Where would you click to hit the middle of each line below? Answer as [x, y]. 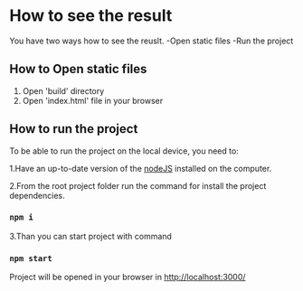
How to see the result [91, 16]
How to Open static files [78, 69]
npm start [31, 258]
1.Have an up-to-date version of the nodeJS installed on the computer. [141, 168]
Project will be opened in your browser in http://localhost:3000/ [128, 277]
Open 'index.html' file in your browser [93, 100]
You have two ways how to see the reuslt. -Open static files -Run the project [151, 41]
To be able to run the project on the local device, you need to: [124, 151]
